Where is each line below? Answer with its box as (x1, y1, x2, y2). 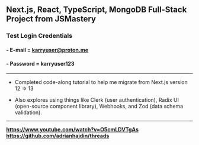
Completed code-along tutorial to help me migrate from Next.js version (14, 79, 188, 86)
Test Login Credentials (6, 32, 73, 40)
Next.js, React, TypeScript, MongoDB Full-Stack (6, 5, 187, 15)
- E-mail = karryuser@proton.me (6, 46, 89, 53)
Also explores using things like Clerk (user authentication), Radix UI (14, 96, 179, 104)
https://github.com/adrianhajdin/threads (6, 133, 110, 140)
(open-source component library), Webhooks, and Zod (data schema (14, 103, 184, 110)
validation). (14, 109, 43, 116)
